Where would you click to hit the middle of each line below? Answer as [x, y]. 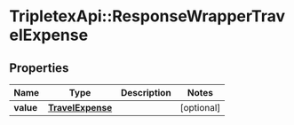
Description [146, 93]
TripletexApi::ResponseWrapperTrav [147, 16]
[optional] [200, 108]
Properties [39, 68]
